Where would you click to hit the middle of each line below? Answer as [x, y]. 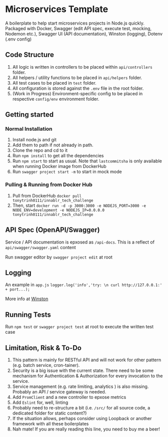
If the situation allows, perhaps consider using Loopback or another [82, 418]
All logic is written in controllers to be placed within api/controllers [82, 67]
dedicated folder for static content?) [49, 413]
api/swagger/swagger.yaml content [40, 247]
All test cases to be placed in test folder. [54, 83]
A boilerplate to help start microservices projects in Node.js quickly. [75, 23]
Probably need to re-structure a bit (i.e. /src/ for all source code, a [81, 407]
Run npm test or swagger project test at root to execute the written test [79, 327]
